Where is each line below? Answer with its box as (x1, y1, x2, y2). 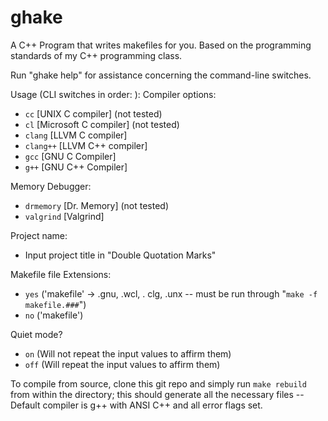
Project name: (10, 229, 68, 241)
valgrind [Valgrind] (24, 210, 105, 222)
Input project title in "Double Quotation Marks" (24, 249, 217, 261)
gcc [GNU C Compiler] (24, 150, 117, 162)
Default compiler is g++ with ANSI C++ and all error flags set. (10, 399, 263, 411)
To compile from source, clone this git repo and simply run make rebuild (10, 377, 307, 390)
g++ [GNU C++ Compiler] (24, 161, 128, 173)
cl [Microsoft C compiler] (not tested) (24, 118, 180, 130)
